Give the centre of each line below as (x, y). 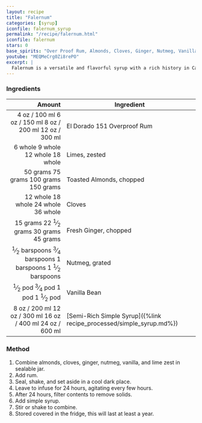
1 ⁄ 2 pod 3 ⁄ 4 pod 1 (37, 287)
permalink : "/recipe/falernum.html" (52, 34)
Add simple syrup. (38, 401)
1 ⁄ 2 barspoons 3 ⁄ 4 (36, 250)
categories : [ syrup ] (32, 23)
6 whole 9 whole (38, 147)
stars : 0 (17, 46)
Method (18, 349)
